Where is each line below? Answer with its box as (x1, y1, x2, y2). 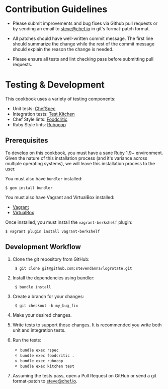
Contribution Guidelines (5, 4, 108, 15)
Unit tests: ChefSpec (12, 105, 56, 112)
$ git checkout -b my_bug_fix (15, 303, 78, 308)
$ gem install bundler (5, 185, 53, 190)
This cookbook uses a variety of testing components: (5, 95, 116, 102)
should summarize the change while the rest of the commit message (12, 40, 155, 46)
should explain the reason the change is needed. (12, 46, 114, 52)
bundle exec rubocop (20, 358, 63, 363)
